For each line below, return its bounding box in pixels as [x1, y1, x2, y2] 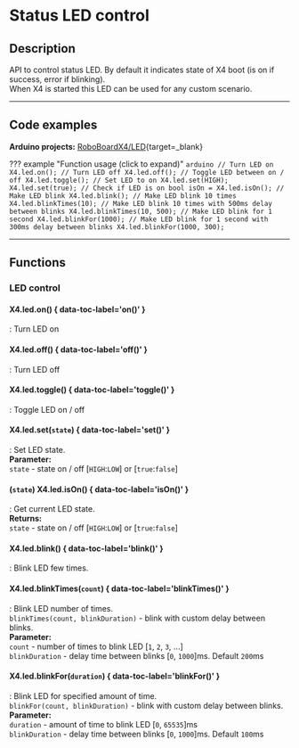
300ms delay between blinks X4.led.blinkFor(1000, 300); [9, 222, 225, 232]
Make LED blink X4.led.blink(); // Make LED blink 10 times [9, 191, 238, 201]
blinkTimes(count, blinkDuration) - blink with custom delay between [9, 612, 265, 623]
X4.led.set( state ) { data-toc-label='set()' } [9, 424, 171, 435]
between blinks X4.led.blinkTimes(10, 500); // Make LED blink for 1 [9, 207, 273, 216]
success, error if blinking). [9, 74, 106, 85]
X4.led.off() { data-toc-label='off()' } [9, 344, 149, 355]
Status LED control [9, 5, 149, 26]
